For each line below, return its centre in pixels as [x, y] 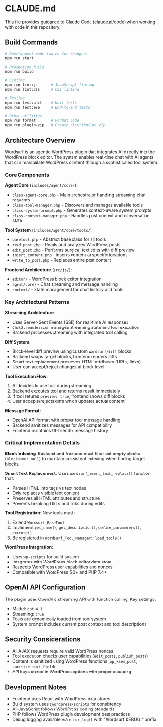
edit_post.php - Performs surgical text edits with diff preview [73, 250]
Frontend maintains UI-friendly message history [60, 430]
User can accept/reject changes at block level [58, 367]
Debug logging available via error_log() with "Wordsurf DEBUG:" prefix [84, 719]
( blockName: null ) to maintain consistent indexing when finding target [75, 458]
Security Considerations [43, 640]
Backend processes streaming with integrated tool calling [70, 332]
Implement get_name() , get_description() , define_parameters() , [76, 527]
